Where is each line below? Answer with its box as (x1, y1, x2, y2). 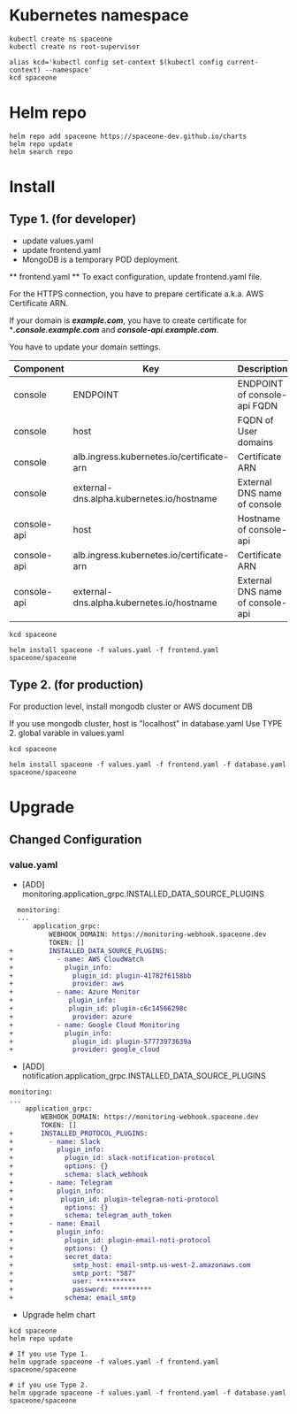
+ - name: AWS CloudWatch (9, 955, 144, 964)
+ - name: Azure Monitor (9, 987, 141, 996)
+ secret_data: (9, 1252, 113, 1261)
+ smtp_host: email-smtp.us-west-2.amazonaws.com (9, 1260, 251, 1270)
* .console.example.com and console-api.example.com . (9, 324, 219, 334)
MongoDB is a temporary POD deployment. (21, 254, 179, 265)
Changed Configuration (9, 833, 142, 848)
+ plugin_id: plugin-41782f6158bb (9, 971, 192, 980)
